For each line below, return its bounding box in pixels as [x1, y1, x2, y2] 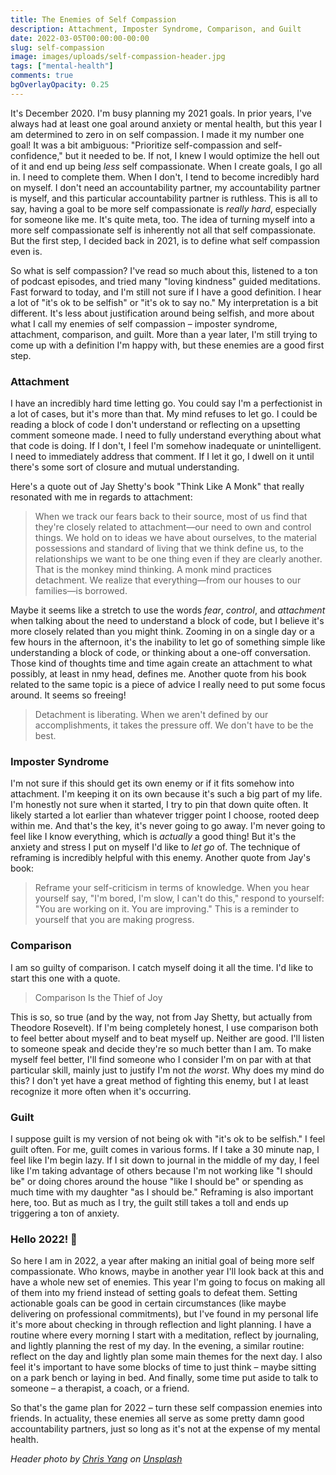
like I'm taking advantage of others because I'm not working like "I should [10, 1164, 313, 1176]
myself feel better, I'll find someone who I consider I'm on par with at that [10, 1053, 312, 1065]
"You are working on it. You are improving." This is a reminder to [34, 903, 300, 915]
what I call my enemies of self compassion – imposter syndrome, [10, 317, 278, 330]
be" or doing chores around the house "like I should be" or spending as [10, 1175, 304, 1187]
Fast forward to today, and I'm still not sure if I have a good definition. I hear [10, 286, 322, 298]
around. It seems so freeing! [10, 689, 127, 701]
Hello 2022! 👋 [10, 1232, 78, 1246]
